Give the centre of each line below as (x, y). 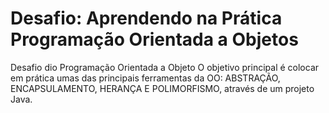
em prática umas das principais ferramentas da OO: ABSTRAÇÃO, (145, 78)
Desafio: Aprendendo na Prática (146, 18)
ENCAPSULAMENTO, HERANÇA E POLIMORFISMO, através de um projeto (162, 88)
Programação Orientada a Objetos (154, 39)
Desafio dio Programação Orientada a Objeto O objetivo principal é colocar (165, 67)
